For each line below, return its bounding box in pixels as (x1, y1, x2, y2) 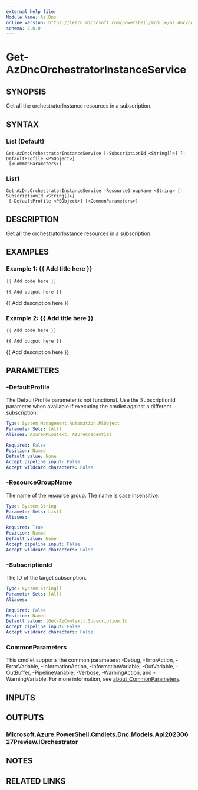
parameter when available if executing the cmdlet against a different (6, 403, 172, 410)
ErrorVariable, (6, 663, 40, 670)
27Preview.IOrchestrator (6, 738, 78, 746)
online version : (6, 19, 46, 25)
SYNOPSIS (6, 86, 47, 96)
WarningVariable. (6, 675, 48, 682)
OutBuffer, (6, 669, 31, 677)
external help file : (6, 8, 57, 15)
